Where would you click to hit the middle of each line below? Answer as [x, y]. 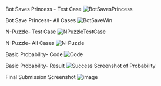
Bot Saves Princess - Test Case [43, 9]
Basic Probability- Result [35, 66]
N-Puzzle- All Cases [30, 43]
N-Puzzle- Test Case [31, 32]
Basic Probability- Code [34, 54]
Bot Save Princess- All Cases [41, 20]
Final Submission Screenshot [41, 77]
